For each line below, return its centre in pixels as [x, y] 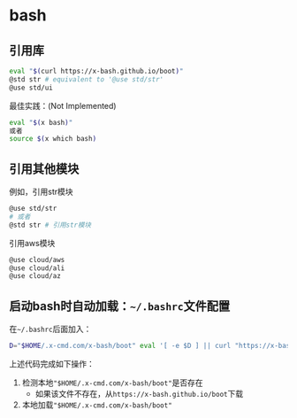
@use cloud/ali [37, 268]
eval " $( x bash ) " [41, 122]
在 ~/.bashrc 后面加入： [50, 329]
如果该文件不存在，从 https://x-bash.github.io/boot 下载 [139, 394]
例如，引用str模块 [41, 192]
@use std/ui [31, 88]
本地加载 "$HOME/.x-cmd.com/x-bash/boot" [97, 405]
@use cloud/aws [37, 259]
